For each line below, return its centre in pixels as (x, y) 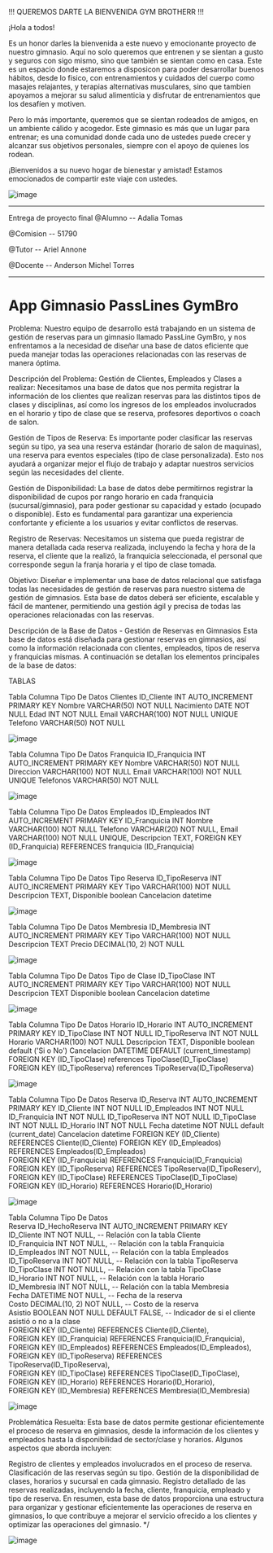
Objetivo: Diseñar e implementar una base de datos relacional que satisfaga (135, 580)
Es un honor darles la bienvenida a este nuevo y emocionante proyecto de (132, 43)
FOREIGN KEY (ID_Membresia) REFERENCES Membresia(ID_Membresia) (129, 1390)
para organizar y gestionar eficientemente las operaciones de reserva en (130, 1507)
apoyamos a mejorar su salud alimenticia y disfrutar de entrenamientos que (134, 95)
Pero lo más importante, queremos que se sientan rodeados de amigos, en (133, 120)
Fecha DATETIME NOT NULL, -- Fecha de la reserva (95, 1295)
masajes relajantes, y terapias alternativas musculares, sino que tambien (130, 86)
